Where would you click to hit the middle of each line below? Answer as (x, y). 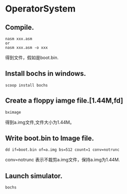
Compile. (19, 27)
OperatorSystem (40, 9)
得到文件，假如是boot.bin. (32, 58)
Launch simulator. (34, 176)
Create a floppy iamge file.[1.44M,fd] (64, 101)
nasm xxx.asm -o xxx (27, 48)
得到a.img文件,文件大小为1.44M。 (40, 122)
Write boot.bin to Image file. (49, 138)
